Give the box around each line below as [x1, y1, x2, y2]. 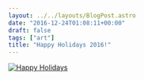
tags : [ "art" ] [8, 33, 55, 42]
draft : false [8, 26, 51, 34]
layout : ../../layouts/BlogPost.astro [8, 11, 136, 20]
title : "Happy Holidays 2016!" [8, 41, 112, 49]
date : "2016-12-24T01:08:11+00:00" [8, 19, 126, 27]
